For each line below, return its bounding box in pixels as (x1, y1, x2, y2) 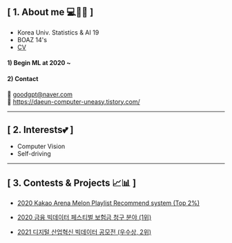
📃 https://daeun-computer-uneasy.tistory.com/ (7, 97, 140, 106)
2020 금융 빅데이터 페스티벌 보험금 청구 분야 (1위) (17, 213, 152, 222)
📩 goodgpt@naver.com (7, 90, 73, 98)
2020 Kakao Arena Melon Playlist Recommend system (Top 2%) (17, 199, 200, 207)
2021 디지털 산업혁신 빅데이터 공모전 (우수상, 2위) (17, 228, 152, 236)
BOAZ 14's (17, 35, 47, 44)
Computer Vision (17, 142, 66, 151)
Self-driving (17, 150, 52, 158)
